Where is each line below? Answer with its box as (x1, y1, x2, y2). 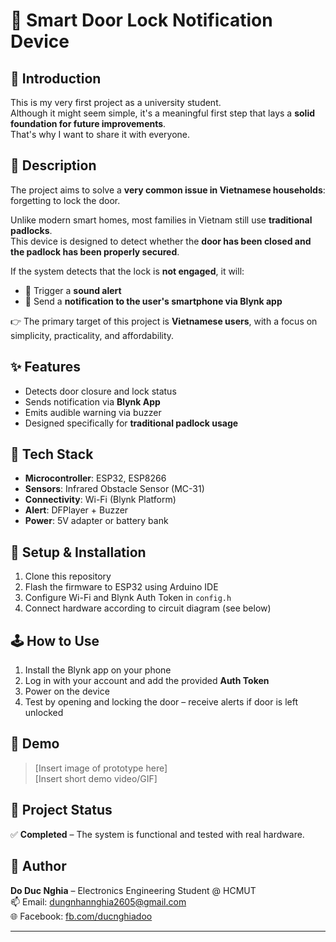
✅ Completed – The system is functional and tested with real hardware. (10, 828, 305, 840)
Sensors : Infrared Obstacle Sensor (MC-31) (24, 483, 205, 495)
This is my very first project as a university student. (10, 97, 222, 108)
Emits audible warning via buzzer (24, 406, 162, 418)
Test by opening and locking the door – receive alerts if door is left (24, 696, 299, 708)
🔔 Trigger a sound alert (24, 284, 122, 296)
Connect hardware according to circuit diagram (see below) (24, 602, 272, 614)
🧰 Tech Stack (10, 446, 94, 463)
